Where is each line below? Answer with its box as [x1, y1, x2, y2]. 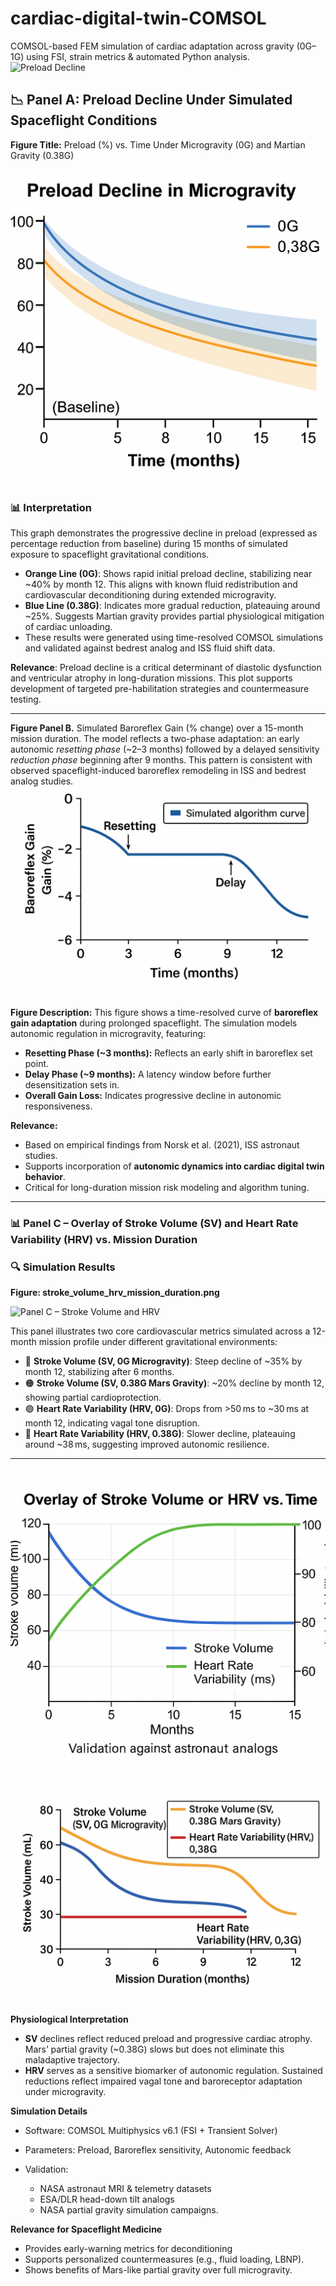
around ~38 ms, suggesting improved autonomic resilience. [24, 1438, 270, 1450]
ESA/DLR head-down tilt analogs [39, 2193, 175, 2205]
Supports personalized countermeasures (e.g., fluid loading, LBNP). [24, 2253, 305, 2265]
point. [24, 1057, 50, 1069]
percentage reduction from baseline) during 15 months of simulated [10, 538, 288, 550]
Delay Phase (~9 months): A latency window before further [24, 1068, 272, 1080]
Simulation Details [10, 2105, 88, 2117]
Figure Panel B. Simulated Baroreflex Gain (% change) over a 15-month [10, 722, 304, 734]
